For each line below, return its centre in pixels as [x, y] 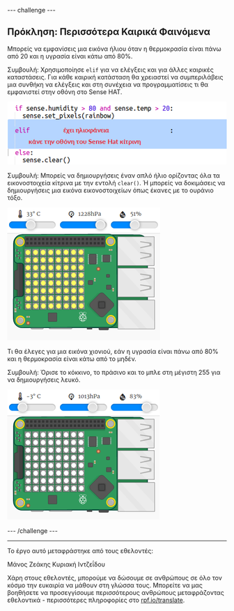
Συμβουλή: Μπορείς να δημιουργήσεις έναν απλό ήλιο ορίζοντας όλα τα [114, 175]
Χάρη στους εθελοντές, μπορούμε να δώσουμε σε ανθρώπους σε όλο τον [115, 578]
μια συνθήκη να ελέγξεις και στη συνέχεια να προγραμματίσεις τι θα [108, 84]
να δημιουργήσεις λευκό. [44, 380]
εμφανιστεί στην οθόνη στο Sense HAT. [65, 92]
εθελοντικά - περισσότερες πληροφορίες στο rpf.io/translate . [96, 600]
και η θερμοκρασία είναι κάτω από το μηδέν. [72, 359]
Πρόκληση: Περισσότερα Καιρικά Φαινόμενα [109, 32]
